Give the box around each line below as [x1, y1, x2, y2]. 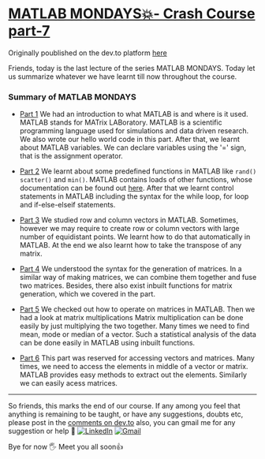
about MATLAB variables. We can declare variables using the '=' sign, [19, 143, 247, 152]
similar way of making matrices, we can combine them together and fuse [19, 273, 257, 282]
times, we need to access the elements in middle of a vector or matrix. [19, 362, 248, 371]
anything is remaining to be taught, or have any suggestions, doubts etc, [8, 409, 244, 419]
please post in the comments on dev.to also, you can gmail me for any [8, 418, 236, 427]
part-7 [8, 22, 50, 40]
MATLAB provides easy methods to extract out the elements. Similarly [19, 370, 247, 379]
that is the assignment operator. [19, 151, 124, 161]
